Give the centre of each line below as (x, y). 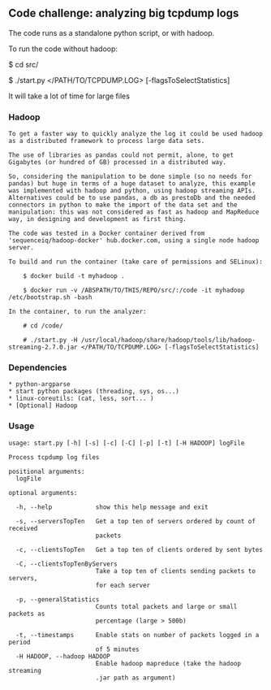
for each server (123, 585)
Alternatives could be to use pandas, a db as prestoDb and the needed (132, 198)
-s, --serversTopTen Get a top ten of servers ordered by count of (135, 521)
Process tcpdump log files (54, 457)
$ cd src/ (24, 64)
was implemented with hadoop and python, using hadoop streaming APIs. (132, 191)
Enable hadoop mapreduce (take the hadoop (168, 663)
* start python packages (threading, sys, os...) (94, 392)
